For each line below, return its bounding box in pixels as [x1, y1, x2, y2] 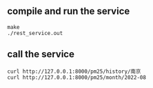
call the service [7, 48, 74, 60]
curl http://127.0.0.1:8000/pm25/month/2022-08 [7, 74, 147, 81]
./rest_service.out [7, 30, 63, 36]
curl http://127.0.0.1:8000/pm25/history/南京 [7, 68, 141, 75]
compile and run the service [7, 5, 130, 17]
